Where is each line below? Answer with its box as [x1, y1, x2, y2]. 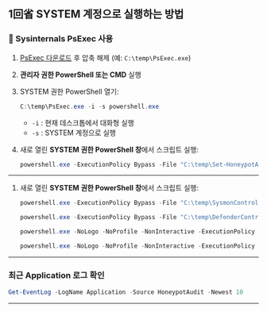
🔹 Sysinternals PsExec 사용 [8, 33, 114, 44]
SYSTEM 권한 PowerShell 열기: [19, 87, 119, 96]
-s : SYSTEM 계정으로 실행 [31, 128, 117, 137]
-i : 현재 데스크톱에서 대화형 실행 [31, 117, 135, 127]
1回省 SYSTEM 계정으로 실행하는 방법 [8, 7, 184, 21]
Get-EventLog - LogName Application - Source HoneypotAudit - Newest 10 [8, 288, 244, 296]
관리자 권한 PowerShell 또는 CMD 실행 [19, 70, 141, 79]
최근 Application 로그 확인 [8, 269, 105, 280]
